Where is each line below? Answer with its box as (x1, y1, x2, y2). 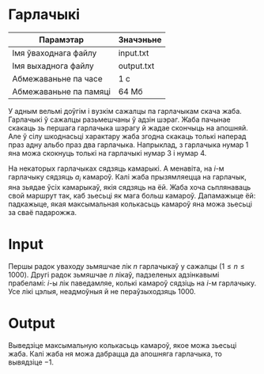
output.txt (118, 60, 155, 71)
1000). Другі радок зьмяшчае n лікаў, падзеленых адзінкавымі (8, 270, 220, 279)
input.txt (118, 47, 149, 59)
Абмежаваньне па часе (12, 73, 103, 84)
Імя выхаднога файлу (12, 60, 94, 71)
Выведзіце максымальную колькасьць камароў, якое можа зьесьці (8, 340, 237, 349)
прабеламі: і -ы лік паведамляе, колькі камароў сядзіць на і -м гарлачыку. (8, 278, 257, 288)
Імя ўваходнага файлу (12, 47, 97, 59)
